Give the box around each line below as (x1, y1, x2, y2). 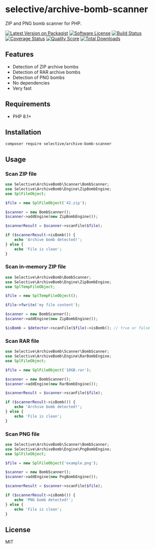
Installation (5, 128, 41, 136)
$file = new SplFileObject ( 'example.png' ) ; (5, 460, 98, 465)
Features (5, 50, 34, 59)
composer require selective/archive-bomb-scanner (5, 141, 112, 146)
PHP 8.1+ (12, 113, 32, 120)
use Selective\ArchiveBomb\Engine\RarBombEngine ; (5, 354, 112, 359)
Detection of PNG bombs (12, 74, 65, 81)
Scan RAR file (5, 337, 39, 344)
